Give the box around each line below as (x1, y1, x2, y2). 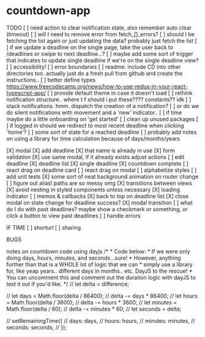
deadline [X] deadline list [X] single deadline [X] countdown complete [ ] (6, 160, 188, 167)
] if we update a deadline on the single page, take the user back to (6, 44, 173, 51)
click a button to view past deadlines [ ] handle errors (6, 212, 141, 219)
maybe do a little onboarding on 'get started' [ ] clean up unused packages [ (6, 115, 199, 123)
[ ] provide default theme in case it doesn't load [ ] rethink (47, 89, 193, 96)
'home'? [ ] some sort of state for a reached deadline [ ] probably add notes (6, 128, 197, 136)
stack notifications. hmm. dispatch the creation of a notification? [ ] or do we (6, 102, 199, 109)
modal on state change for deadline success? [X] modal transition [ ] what (6, 199, 193, 206)
